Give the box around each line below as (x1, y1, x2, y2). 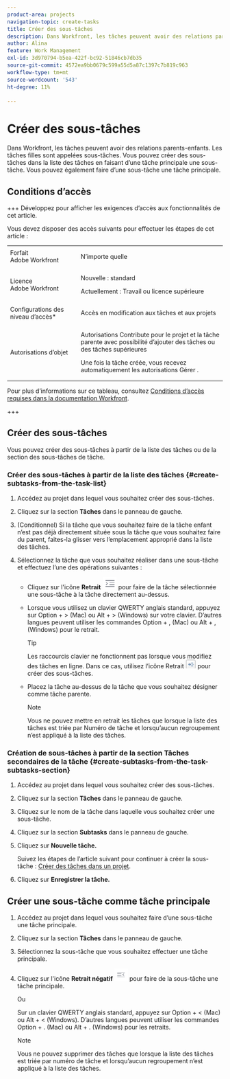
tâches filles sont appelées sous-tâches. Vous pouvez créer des (7, 151, 188, 159)
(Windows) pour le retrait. (27, 626, 100, 634)
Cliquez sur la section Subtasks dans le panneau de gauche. (16, 828, 190, 837)
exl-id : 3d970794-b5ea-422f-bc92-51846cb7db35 (7, 55, 142, 62)
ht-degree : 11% (7, 83, 51, 91)
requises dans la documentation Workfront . (7, 394, 129, 402)
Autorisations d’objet (10, 348, 68, 356)
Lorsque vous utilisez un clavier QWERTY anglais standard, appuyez (27, 604, 220, 612)
